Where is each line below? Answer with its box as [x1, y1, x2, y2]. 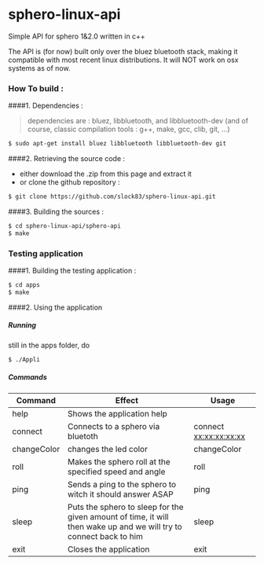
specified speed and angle [67, 466, 166, 477]
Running [8, 321, 37, 330]
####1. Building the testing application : [8, 266, 137, 276]
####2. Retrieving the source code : [8, 154, 126, 163]
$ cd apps [8, 281, 41, 289]
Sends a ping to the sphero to [67, 479, 177, 490]
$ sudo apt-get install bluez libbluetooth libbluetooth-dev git [8, 140, 226, 148]
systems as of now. [8, 63, 71, 72]
